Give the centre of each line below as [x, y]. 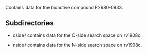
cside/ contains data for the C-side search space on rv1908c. [77, 35]
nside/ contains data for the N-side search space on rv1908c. [77, 45]
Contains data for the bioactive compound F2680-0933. [64, 7]
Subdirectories [29, 23]
